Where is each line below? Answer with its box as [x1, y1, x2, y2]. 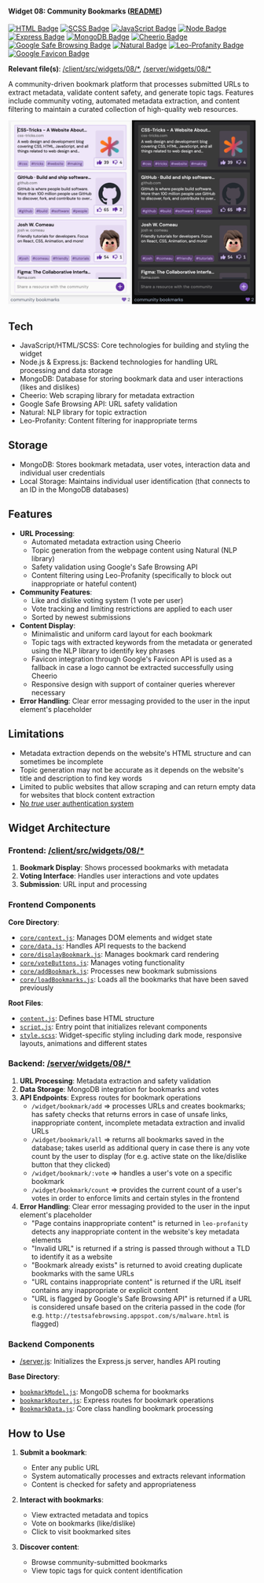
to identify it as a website [31, 1252, 112, 1261]
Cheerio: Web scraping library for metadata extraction [19, 391, 195, 400]
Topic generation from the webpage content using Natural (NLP [31, 545, 237, 555]
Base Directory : [8, 1372, 60, 1381]
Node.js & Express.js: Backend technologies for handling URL [19, 357, 218, 367]
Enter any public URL [31, 1462, 100, 1472]
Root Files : [8, 998, 43, 1008]
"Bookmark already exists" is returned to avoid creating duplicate [31, 1260, 243, 1269]
